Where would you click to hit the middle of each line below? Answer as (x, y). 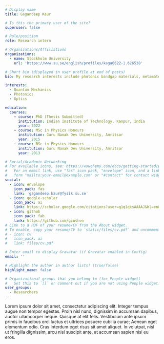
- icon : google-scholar (33, 198)
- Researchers (24, 292)
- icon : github (25, 212)
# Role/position (21, 36)
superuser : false (23, 27)
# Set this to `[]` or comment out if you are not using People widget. (83, 283)
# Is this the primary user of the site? (48, 23)
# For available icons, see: (35, 166)
